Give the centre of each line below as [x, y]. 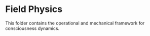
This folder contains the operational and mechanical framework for [75, 23]
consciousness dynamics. [32, 28]
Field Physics [34, 9]
